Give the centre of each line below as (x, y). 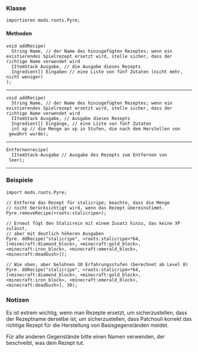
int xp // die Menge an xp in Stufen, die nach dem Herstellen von (96, 129)
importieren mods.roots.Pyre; (43, 21)
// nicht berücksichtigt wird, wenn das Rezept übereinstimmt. (85, 208)
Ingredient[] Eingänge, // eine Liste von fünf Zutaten (81, 124)
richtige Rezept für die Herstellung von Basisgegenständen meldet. (88, 326)
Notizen (18, 300)
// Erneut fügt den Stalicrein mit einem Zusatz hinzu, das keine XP (93, 223)
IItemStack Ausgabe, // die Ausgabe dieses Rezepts (76, 67)
